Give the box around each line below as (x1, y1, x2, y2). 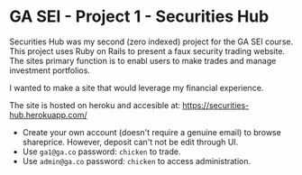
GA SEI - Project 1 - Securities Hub (9, 6, 270, 27)
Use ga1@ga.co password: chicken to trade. (22, 146, 181, 157)
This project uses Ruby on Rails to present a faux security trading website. (9, 45, 286, 56)
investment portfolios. (9, 65, 90, 76)
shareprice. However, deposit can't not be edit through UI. (22, 136, 239, 147)
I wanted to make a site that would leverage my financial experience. (9, 82, 264, 93)
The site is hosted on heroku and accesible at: (9, 99, 180, 110)
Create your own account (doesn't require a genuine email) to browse (22, 126, 281, 137)
